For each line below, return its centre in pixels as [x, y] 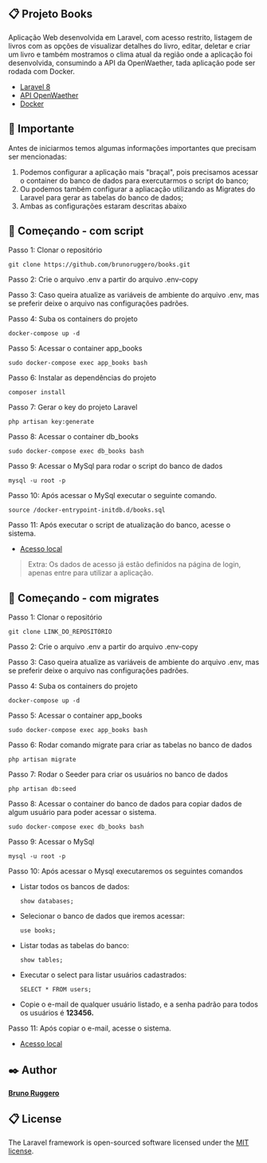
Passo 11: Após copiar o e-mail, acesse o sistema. [90, 1028]
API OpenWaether [49, 95]
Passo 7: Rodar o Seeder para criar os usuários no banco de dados [118, 774]
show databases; [47, 901]
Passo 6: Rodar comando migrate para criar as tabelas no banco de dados [130, 745]
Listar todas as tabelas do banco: [74, 946]
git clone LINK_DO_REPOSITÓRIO [60, 632]
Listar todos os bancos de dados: [75, 887]
